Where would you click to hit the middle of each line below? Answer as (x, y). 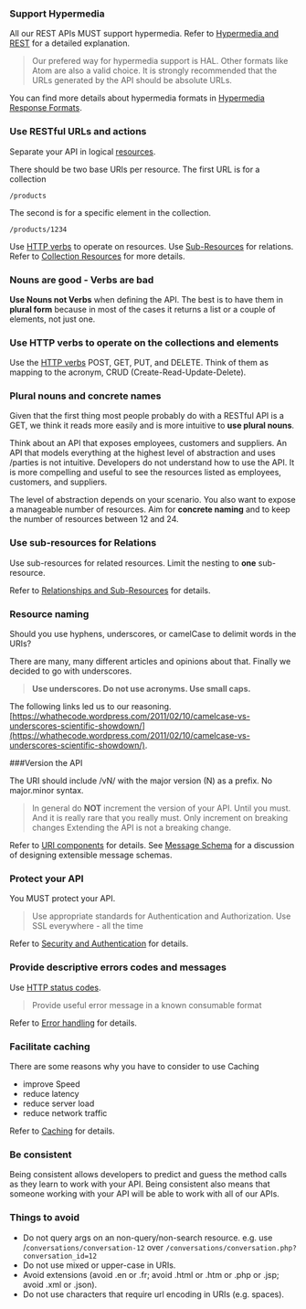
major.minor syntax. (47, 791)
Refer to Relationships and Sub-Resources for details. (111, 590)
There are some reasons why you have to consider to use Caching (134, 1066)
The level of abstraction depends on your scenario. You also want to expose (153, 500)
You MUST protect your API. (63, 899)
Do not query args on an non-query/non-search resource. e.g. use (148, 1238)
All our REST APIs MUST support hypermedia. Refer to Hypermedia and (144, 34)
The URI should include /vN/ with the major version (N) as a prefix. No (141, 781)
